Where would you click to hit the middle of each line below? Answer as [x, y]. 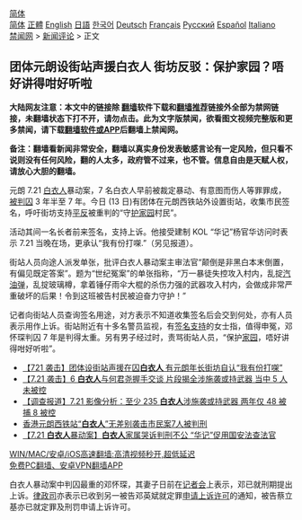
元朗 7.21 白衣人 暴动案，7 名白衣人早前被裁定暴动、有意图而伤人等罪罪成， [148, 189]
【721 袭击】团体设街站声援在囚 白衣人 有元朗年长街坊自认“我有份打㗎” [152, 367]
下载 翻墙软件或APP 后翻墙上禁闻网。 [115, 129]
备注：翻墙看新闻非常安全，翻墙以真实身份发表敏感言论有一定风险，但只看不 [151, 148]
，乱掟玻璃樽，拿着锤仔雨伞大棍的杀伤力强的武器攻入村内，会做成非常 [155, 284]
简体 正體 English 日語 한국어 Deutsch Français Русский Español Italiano [142, 25]
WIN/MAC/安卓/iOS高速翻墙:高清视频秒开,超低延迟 [102, 454]
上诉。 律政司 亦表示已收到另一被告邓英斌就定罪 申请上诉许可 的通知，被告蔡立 [151, 495]
